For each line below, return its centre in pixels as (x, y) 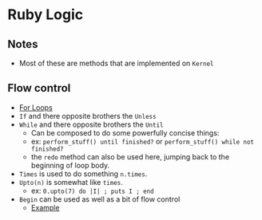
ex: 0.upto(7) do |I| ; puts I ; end (92, 191)
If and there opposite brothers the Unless (87, 116)
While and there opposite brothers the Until (91, 124)
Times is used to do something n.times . (83, 174)
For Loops (36, 107)
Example (45, 207)
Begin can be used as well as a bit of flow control (99, 199)
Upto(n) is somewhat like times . (71, 182)
